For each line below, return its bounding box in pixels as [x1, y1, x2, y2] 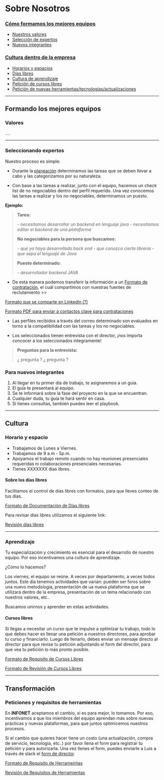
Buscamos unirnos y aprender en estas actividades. [5, 604, 110, 610]
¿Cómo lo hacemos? [5, 564, 46, 570]
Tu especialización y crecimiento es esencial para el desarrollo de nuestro [5, 549, 154, 555]
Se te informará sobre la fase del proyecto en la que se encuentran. [12, 390, 148, 396]
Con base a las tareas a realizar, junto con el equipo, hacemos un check [12, 182, 157, 188]
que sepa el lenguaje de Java [17, 250, 77, 257]
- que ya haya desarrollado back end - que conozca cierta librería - [17, 245, 154, 251]
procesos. [5, 726, 25, 732]
